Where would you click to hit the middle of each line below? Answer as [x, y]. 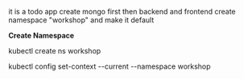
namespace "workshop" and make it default [81, 20]
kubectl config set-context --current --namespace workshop [110, 66]
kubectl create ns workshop [55, 51]
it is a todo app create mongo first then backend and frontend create [122, 12]
